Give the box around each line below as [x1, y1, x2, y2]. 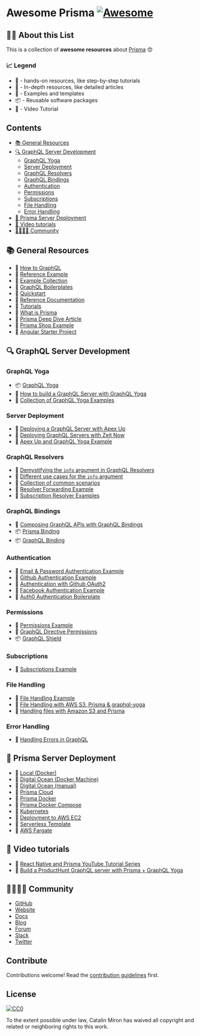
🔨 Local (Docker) [14, 769, 57, 776]
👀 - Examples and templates [14, 90, 85, 97]
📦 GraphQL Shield [14, 635, 62, 642]
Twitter [14, 938, 33, 945]
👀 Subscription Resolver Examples [14, 492, 100, 499]
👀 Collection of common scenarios [14, 479, 101, 486]
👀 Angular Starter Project [14, 328, 77, 335]
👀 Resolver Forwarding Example [14, 486, 94, 493]
